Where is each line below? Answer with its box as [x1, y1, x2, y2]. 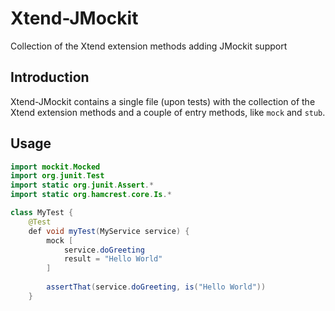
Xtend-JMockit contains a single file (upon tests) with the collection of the [10, 95, 316, 107]
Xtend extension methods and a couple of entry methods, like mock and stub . [10, 106, 326, 118]
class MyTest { [10, 208, 74, 218]
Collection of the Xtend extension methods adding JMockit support [10, 40, 288, 52]
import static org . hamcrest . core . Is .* [10, 190, 172, 200]
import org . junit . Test [10, 171, 105, 181]
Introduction [10, 69, 90, 86]
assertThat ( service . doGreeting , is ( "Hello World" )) [46, 282, 267, 292]
